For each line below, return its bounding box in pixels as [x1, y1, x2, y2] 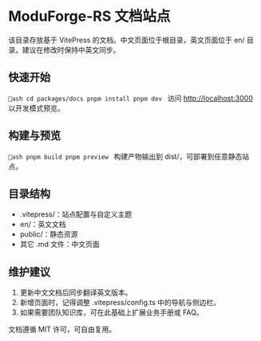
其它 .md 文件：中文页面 [19, 240, 100, 249]
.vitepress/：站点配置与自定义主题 [19, 210, 132, 219]
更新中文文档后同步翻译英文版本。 [19, 288, 132, 297]
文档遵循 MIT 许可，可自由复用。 [8, 324, 117, 335]
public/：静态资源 [19, 229, 78, 239]
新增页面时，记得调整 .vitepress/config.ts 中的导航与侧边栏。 [19, 298, 221, 308]
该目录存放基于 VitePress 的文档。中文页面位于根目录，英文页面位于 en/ [8, 35, 245, 45]
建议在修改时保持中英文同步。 [22, 45, 121, 54]
